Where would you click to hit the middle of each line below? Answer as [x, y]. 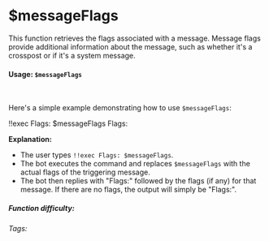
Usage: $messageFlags [46, 74]
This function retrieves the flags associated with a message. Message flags [135, 38]
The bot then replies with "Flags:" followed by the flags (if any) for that [138, 181]
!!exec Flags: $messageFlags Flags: [68, 123]
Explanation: [30, 140]
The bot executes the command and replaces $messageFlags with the [135, 164]
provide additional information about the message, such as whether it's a [130, 46]
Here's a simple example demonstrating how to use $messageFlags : [120, 108]
